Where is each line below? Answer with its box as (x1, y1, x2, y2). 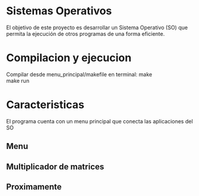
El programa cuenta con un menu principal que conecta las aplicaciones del (6, 117, 193, 125)
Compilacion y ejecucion (6, 51, 131, 65)
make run (6, 77, 30, 84)
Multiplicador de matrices (6, 161, 105, 172)
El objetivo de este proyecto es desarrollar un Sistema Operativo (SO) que (6, 24, 188, 31)
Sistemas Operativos (6, 4, 112, 18)
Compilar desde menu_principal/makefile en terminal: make (6, 70, 152, 78)
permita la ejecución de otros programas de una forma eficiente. (6, 30, 166, 37)
